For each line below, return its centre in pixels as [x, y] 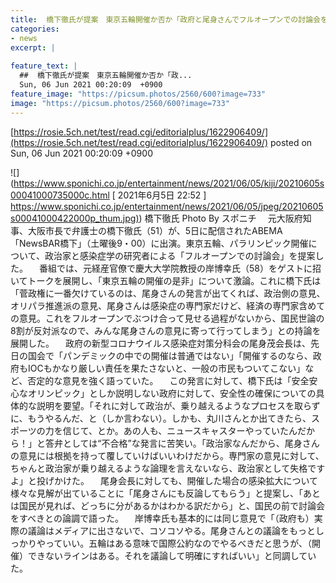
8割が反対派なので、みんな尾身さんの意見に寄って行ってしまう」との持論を [166, 330]
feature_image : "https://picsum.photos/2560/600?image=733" [138, 94]
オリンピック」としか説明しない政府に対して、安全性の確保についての [172, 393]
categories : [35, 29]
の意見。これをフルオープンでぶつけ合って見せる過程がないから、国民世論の [167, 318]
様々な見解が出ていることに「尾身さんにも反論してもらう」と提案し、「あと [165, 493]
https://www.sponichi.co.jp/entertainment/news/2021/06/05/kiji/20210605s [169, 183]
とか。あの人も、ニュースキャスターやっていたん [197, 430]
